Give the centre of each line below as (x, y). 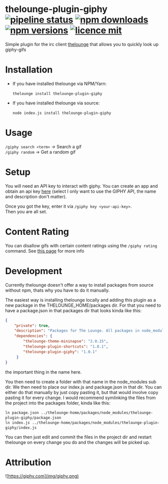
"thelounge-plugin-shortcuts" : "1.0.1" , (66, 347)
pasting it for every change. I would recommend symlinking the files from (80, 398)
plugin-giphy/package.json (33, 418)
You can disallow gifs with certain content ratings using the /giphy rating (81, 245)
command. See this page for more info (45, 251)
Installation (29, 70)
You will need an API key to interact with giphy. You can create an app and (82, 186)
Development (34, 271)
